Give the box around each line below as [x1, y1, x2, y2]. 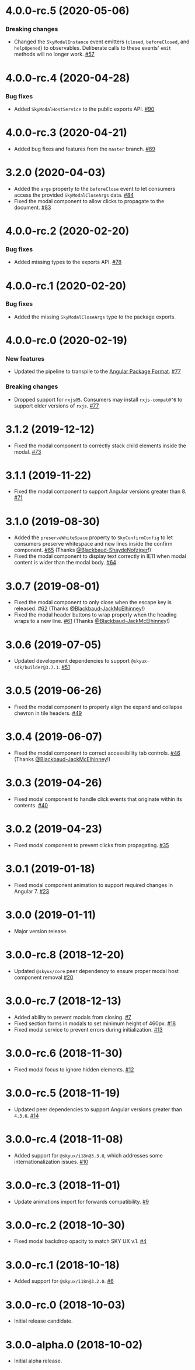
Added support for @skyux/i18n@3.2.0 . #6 [13, 1277, 114, 1285]
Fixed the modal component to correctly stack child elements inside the [13, 442, 186, 449]
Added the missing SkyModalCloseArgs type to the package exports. [13, 313, 176, 320]
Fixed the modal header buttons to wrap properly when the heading [13, 611, 177, 618]
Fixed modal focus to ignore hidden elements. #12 [13, 1066, 134, 1073]
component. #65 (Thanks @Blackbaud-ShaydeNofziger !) [13, 546, 152, 554]
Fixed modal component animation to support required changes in [13, 881, 173, 888]
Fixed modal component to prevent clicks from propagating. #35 [13, 842, 169, 849]
